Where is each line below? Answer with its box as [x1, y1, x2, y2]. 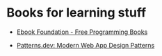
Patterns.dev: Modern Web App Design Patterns [16, 41, 155, 49]
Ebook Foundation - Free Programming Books [16, 28, 148, 36]
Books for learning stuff [6, 5, 147, 21]
